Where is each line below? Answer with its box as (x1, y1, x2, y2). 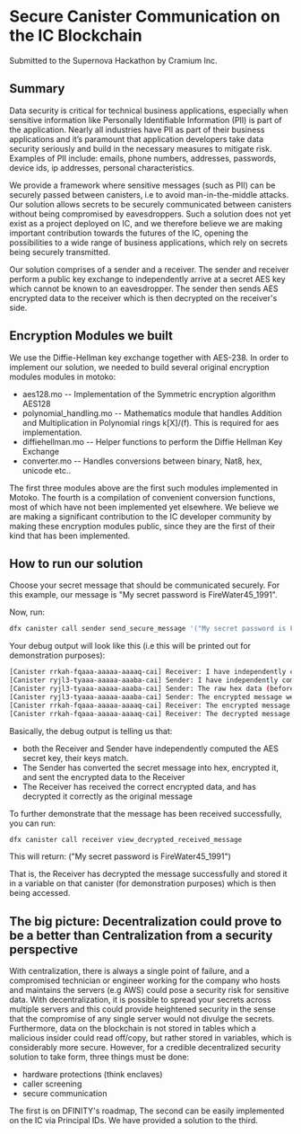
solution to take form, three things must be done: (9, 1051, 190, 1062)
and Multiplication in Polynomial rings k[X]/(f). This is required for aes (21, 417, 279, 428)
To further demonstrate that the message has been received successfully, (9, 808, 282, 819)
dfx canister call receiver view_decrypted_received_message (9, 835, 243, 844)
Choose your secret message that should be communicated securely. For (9, 580, 280, 590)
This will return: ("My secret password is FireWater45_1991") (9, 851, 231, 862)
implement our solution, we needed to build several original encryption (9, 361, 271, 372)
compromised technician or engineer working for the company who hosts (9, 975, 280, 986)
